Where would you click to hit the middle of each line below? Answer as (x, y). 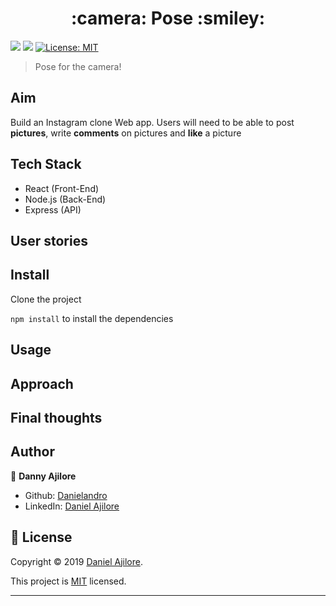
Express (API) (53, 209)
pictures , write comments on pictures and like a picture (126, 133)
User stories (49, 240)
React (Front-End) (62, 188)
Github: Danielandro (66, 495)
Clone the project (46, 299)
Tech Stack (46, 164)
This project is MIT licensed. (68, 581)
